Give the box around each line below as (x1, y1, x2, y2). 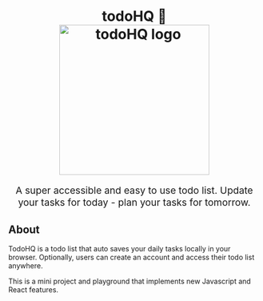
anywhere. (8, 261, 43, 271)
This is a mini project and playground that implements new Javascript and (8, 276, 252, 287)
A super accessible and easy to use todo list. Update (15, 184, 253, 197)
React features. (8, 285, 58, 295)
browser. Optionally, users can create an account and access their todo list (8, 252, 255, 263)
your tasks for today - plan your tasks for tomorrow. (18, 196, 251, 209)
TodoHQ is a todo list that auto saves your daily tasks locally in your (8, 244, 231, 254)
